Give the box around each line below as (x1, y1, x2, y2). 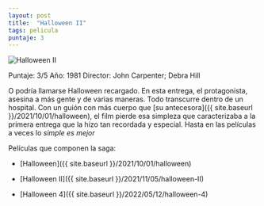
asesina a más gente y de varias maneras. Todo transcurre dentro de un (8, 94, 243, 104)
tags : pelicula (8, 26, 59, 34)
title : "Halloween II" (8, 19, 87, 27)
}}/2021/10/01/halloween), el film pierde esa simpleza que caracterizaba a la (8, 112, 256, 121)
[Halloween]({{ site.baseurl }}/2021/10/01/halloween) (19, 159, 192, 169)
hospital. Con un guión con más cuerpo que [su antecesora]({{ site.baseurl (8, 103, 254, 113)
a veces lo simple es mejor (8, 128, 95, 138)
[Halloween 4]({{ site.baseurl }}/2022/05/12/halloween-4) (19, 189, 209, 199)
